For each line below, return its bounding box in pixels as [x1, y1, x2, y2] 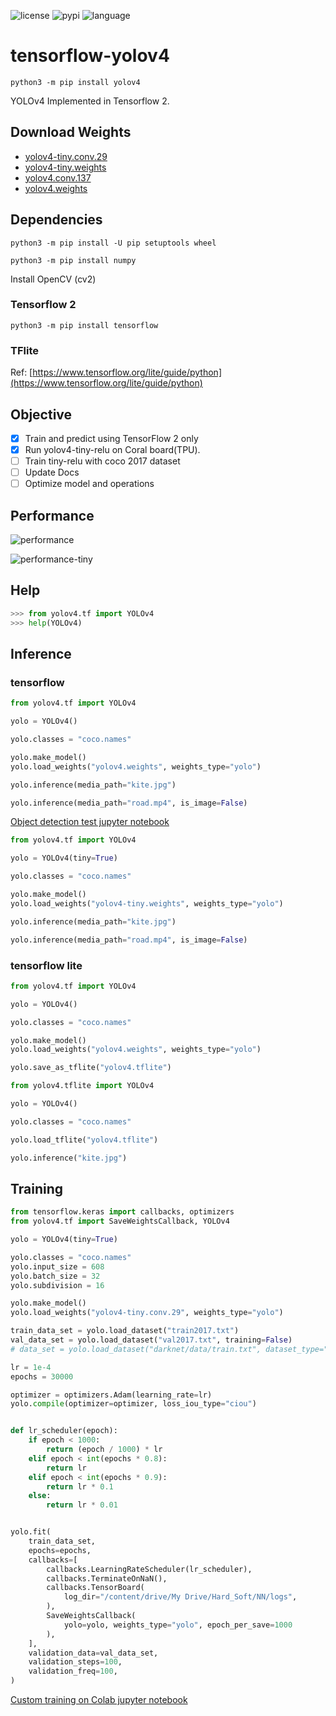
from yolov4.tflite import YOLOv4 [10, 1081, 155, 1091]
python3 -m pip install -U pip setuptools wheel [10, 238, 217, 248]
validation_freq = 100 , [28, 1666, 118, 1677]
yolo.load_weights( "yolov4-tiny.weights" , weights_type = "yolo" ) [10, 898, 284, 909]
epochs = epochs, [28, 1545, 92, 1555]
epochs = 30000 [10, 1371, 74, 1382]
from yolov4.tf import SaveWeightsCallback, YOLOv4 [10, 1216, 230, 1227]
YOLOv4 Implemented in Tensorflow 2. [10, 95, 170, 107]
